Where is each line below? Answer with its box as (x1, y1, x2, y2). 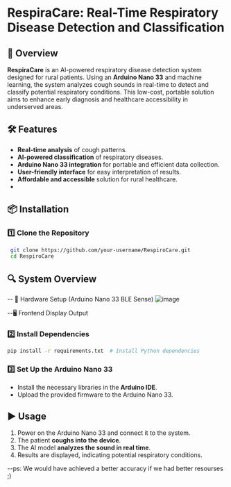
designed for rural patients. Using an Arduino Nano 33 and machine (7, 73, 203, 81)
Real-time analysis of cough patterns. (17, 145, 127, 154)
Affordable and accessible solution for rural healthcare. (17, 175, 178, 183)
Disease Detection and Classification (7, 19, 225, 35)
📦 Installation (7, 204, 69, 215)
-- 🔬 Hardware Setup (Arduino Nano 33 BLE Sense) (7, 295, 154, 304)
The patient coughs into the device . (17, 436, 121, 445)
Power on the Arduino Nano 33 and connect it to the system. (17, 429, 191, 437)
